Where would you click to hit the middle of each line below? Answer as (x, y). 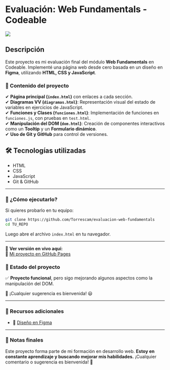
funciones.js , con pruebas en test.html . (48, 118)
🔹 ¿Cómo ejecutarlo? (31, 199)
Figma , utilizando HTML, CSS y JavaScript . (51, 72)
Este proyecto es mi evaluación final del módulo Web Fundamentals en (80, 62)
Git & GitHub (26, 181)
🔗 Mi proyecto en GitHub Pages (38, 254)
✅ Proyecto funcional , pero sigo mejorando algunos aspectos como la (79, 278)
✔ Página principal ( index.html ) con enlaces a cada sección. (69, 97)
